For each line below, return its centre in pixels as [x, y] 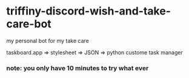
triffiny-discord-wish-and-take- [89, 11]
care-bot [29, 24]
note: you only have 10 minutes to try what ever [78, 68]
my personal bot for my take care [48, 41]
